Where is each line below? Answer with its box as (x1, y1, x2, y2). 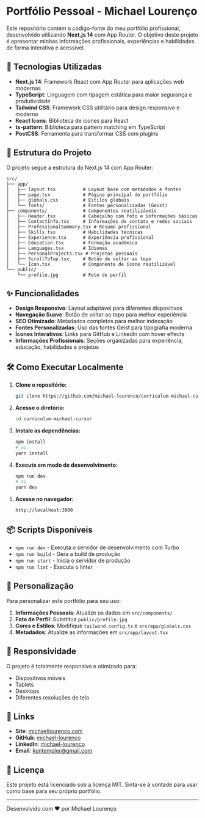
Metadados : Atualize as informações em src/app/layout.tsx (15, 628, 168, 636)
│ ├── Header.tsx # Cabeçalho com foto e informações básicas (6, 213, 198, 219)
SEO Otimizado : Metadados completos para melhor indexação (15, 318, 173, 325)
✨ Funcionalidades (6, 288, 79, 299)
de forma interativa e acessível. (6, 44, 85, 51)
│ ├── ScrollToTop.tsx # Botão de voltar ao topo (6, 255, 151, 262)
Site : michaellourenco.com (15, 728, 84, 735)
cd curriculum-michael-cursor (15, 416, 93, 422)
